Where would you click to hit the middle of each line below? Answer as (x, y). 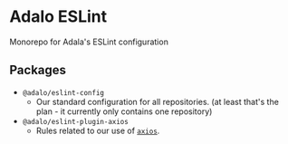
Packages (38, 70)
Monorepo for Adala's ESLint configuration (89, 42)
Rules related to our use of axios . (98, 130)
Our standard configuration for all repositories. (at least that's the (157, 101)
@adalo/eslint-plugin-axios (75, 121)
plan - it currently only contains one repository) (124, 111)
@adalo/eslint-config (63, 92)
